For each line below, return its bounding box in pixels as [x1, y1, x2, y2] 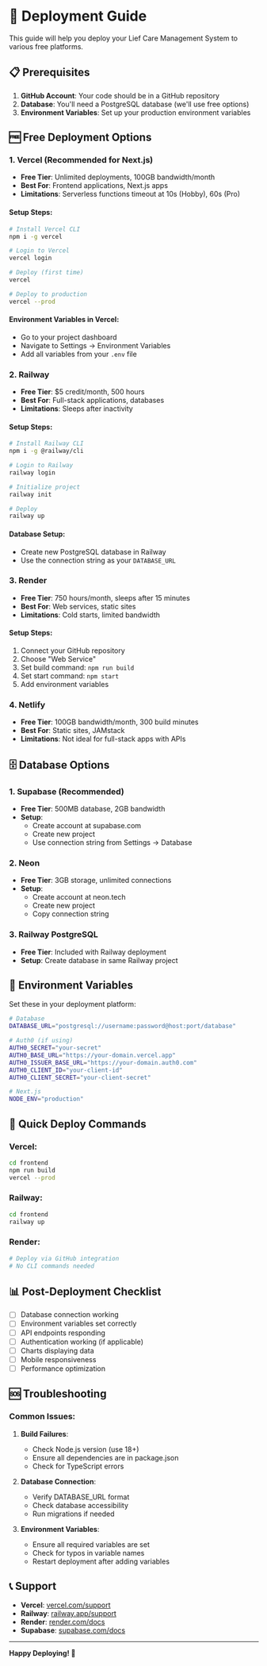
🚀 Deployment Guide [9, 7, 147, 25]
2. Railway [9, 369, 50, 380]
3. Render [9, 575, 48, 586]
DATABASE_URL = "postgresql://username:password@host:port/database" [9, 1023, 237, 1031]
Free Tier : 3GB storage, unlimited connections [20, 876, 172, 885]
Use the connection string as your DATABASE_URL [20, 555, 177, 565]
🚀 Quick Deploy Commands [9, 1117, 147, 1130]
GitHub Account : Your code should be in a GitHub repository [20, 90, 220, 100]
